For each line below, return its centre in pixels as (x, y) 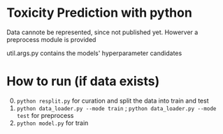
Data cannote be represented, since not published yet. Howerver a (102, 32)
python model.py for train (52, 123)
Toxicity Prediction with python (100, 13)
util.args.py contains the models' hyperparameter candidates (94, 53)
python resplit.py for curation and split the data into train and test (113, 100)
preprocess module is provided (51, 39)
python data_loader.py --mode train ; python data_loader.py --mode (116, 108)
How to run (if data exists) (83, 81)
